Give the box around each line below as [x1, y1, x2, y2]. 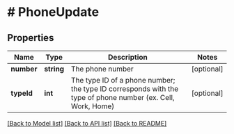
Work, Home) [70, 101, 115, 111]
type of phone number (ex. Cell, [70, 93, 175, 102]
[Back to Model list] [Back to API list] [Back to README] [7, 119, 167, 127]
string [44, 64, 65, 74]
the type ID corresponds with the [70, 84, 179, 94]
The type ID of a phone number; [70, 76, 175, 85]
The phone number [70, 64, 134, 74]
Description [107, 53, 148, 62]
